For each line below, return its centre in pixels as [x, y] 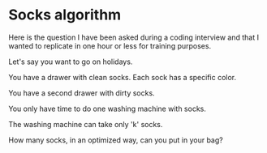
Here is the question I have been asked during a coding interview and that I [134, 37]
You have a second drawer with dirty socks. [82, 93]
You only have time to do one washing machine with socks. [108, 108]
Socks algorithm [65, 15]
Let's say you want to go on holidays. [71, 62]
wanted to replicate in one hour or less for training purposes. [110, 45]
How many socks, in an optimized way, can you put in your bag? [116, 140]
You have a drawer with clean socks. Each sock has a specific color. [123, 77]
